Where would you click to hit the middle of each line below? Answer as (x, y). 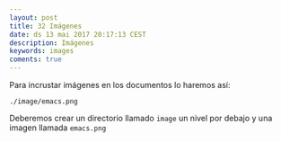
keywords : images (42, 51)
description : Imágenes (52, 43)
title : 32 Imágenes (46, 26)
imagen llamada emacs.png (58, 128)
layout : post (34, 18)
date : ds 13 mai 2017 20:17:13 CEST (78, 34)
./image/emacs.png (44, 102)
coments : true (36, 59)
